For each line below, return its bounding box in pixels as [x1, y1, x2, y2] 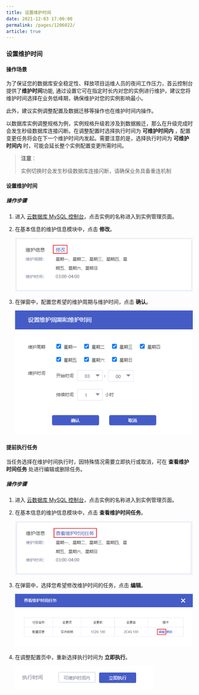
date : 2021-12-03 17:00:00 [6, 15, 73, 22]
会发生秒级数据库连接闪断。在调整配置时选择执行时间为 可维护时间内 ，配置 [6, 128, 191, 135]
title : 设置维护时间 [6, 9, 52, 15]
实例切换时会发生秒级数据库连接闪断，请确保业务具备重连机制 [20, 167, 172, 174]
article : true [6, 28, 41, 34]
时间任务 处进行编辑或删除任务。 [6, 466, 86, 473]
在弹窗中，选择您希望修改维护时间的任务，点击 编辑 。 [14, 582, 146, 589]
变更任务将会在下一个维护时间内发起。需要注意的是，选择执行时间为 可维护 [6, 135, 190, 142]
